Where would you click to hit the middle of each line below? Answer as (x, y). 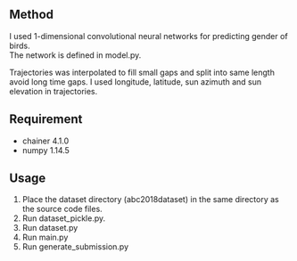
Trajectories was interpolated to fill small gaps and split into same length (142, 72)
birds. (20, 45)
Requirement (46, 119)
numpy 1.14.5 (45, 150)
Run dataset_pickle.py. (64, 218)
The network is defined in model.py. (75, 55)
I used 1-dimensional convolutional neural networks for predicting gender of (148, 36)
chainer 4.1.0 (45, 141)
